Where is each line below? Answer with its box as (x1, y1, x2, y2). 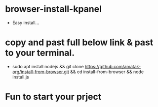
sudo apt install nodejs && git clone (12, 63, 84, 69)
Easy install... (12, 20, 39, 26)
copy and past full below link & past (5, 37, 154, 48)
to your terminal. (5, 48, 75, 58)
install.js (12, 74, 29, 80)
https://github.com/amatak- (84, 63, 141, 69)
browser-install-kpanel (5, 3, 102, 15)
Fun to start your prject (5, 91, 102, 103)
